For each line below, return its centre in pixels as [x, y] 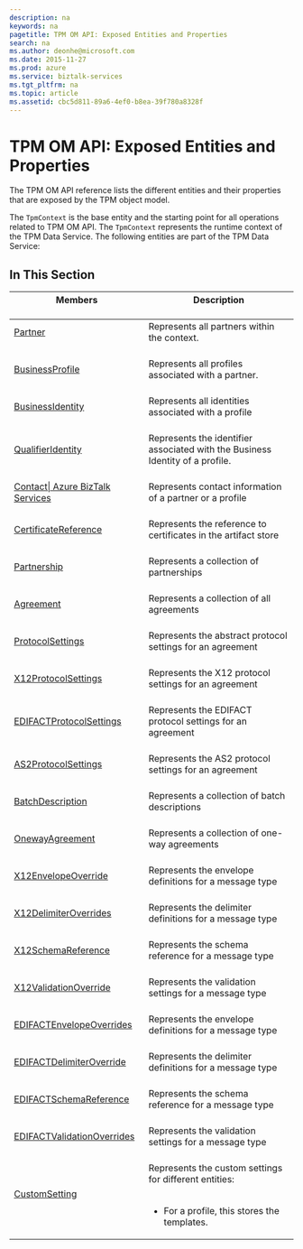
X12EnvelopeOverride [61, 876]
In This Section [52, 275]
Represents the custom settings [216, 1168]
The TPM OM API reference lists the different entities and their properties [145, 190]
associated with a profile [200, 412]
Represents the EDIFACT [200, 710]
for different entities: [191, 1180]
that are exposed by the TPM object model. [90, 200]
